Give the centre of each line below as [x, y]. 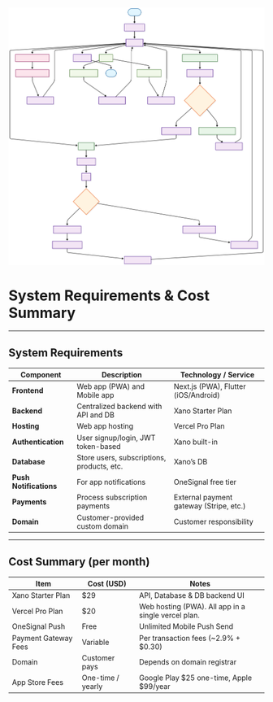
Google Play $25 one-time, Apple [196, 678]
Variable [95, 643]
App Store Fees [37, 682]
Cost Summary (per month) [79, 562]
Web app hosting [105, 426]
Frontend [28, 390]
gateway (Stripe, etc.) [210, 506]
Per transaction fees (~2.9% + [190, 638]
